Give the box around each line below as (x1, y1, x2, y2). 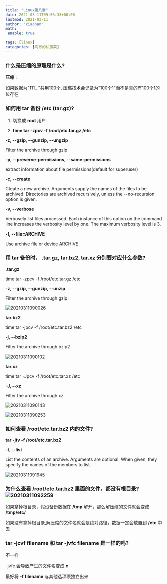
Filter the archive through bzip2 (5, 343, 70, 349)
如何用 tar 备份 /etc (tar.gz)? (5, 105, 74, 112)
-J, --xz (5, 383, 22, 389)
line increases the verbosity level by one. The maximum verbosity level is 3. (5, 221, 161, 227)
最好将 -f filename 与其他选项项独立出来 (5, 573, 89, 579)
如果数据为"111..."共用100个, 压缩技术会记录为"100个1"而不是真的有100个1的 (5, 85, 160, 91)
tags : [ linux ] (5, 40, 35, 45)
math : (5, 26, 17, 31)
